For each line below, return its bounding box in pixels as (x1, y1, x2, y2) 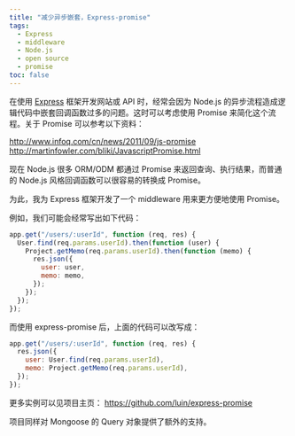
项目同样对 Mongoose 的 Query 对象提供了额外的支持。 (9, 416, 212, 426)
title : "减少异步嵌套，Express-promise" (9, 12, 151, 22)
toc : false (9, 71, 50, 80)
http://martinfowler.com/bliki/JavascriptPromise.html (9, 145, 201, 156)
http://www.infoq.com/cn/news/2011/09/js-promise (9, 136, 197, 146)
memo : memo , (41, 271, 86, 280)
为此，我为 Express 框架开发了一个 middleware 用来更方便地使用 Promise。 (9, 193, 285, 204)
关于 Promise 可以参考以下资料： (24, 118, 144, 128)
